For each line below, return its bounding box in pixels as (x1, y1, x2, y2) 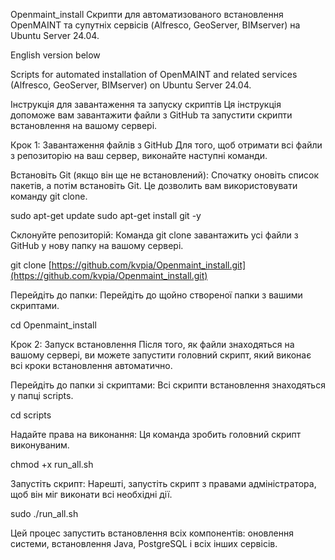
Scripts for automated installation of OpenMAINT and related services (10, 69, 298, 80)
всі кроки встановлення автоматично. (10, 360, 173, 371)
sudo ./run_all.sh (10, 508, 79, 519)
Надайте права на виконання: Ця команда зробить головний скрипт (10, 429, 302, 440)
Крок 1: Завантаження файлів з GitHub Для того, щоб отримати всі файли (10, 139, 323, 151)
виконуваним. (10, 439, 70, 451)
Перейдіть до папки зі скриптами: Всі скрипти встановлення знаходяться (10, 379, 326, 391)
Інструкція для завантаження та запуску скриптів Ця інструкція (10, 99, 282, 110)
